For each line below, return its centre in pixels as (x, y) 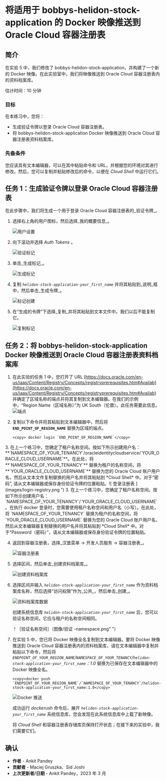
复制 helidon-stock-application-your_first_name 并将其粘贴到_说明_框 (85, 284)
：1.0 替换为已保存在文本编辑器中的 (122, 663)
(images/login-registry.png (32, 490)
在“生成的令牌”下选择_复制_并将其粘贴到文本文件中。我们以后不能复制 (83, 312)
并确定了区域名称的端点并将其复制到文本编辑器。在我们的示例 (75, 399)
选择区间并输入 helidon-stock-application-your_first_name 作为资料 (83, 585)
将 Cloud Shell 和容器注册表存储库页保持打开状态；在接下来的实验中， (84, 725)
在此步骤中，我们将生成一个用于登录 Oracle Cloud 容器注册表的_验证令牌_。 (83, 211)
